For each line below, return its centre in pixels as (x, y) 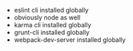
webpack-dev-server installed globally (70, 40)
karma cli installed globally (52, 25)
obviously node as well (47, 17)
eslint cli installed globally (51, 10)
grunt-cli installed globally (52, 32)
